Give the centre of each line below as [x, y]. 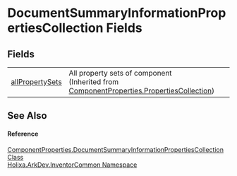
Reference [23, 134]
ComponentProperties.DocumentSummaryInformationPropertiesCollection [116, 149]
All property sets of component [120, 73]
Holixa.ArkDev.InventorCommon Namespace [72, 165]
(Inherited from [93, 82]
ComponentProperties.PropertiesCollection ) [142, 91]
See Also [27, 116]
